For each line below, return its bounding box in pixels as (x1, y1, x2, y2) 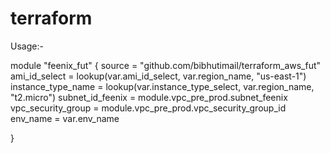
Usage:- (10, 40, 44, 52)
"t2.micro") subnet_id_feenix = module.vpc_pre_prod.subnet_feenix (10, 91, 288, 103)
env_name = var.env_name (10, 112, 120, 124)
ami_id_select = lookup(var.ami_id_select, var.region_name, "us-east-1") (10, 70, 307, 82)
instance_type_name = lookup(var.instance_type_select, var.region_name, (10, 80, 315, 92)
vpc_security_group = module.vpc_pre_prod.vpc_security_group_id (10, 102, 287, 114)
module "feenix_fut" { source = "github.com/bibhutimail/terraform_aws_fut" (10, 59, 322, 71)
